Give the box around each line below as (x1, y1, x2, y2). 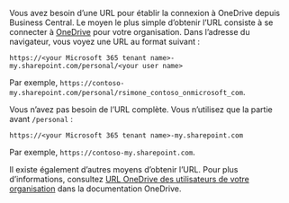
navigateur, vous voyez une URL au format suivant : (9, 36, 201, 47)
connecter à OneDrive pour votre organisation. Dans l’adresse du (9, 27, 250, 37)
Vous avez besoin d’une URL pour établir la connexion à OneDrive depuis (9, 8, 281, 18)
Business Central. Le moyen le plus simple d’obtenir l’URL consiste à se (9, 17, 274, 28)
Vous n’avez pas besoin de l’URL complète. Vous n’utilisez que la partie (9, 104, 273, 115)
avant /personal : (9, 114, 74, 124)
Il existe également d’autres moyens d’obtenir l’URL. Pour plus (9, 164, 239, 174)
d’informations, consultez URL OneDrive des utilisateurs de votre (9, 174, 249, 184)
